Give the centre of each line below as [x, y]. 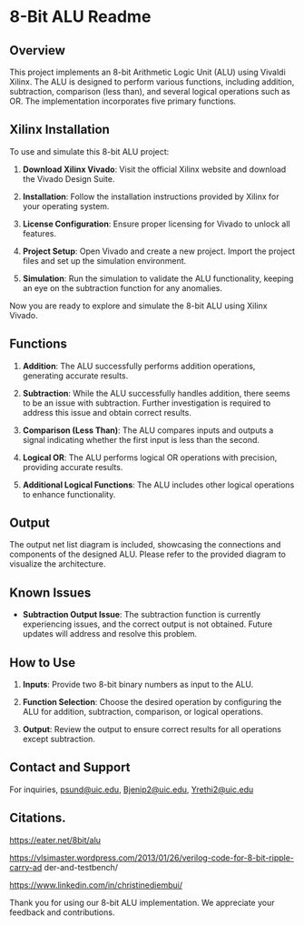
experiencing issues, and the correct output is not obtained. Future [147, 624]
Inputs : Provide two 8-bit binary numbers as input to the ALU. [138, 685]
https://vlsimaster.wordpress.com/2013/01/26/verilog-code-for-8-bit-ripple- [152, 858]
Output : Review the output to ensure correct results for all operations [152, 729]
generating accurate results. [75, 376]
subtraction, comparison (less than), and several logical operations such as [150, 91]
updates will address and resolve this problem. [110, 634]
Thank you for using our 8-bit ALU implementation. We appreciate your [142, 902]
